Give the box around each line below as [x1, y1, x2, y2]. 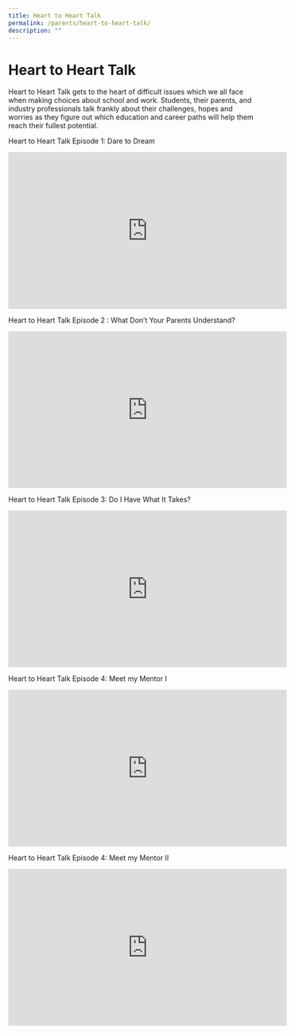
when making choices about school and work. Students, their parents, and [8, 96, 252, 105]
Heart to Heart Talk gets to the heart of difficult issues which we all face [8, 87, 244, 96]
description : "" [8, 26, 62, 34]
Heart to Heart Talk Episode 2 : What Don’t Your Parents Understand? [8, 315, 236, 325]
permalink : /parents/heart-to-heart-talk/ [8, 19, 151, 27]
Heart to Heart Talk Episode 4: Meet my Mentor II [8, 853, 169, 863]
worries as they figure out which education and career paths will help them [8, 112, 254, 122]
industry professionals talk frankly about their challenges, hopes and [8, 104, 233, 114]
